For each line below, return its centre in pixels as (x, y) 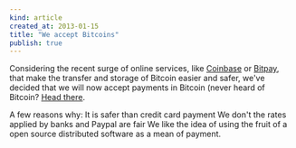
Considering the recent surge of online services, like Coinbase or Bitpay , (144, 69)
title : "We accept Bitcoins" (64, 34)
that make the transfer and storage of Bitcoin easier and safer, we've (137, 79)
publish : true (36, 43)
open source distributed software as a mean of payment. (115, 134)
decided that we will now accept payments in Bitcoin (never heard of (137, 88)
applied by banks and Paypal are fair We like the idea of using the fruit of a (148, 125)
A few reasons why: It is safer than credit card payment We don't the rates (148, 115)
